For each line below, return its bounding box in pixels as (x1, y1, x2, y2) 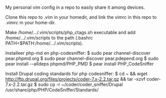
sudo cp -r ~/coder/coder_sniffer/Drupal (38, 81, 123, 87)
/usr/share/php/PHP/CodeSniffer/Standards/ (5, 87, 99, 93)
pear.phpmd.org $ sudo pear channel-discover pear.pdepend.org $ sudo (5, 55, 159, 61)
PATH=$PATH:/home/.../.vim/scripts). (5, 40, 83, 46)
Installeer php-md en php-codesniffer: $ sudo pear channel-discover (5, 50, 151, 56)
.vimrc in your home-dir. (5, 20, 56, 25)
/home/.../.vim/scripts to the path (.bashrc (5, 35, 93, 41)
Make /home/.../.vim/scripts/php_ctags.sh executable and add (5, 29, 136, 35)
